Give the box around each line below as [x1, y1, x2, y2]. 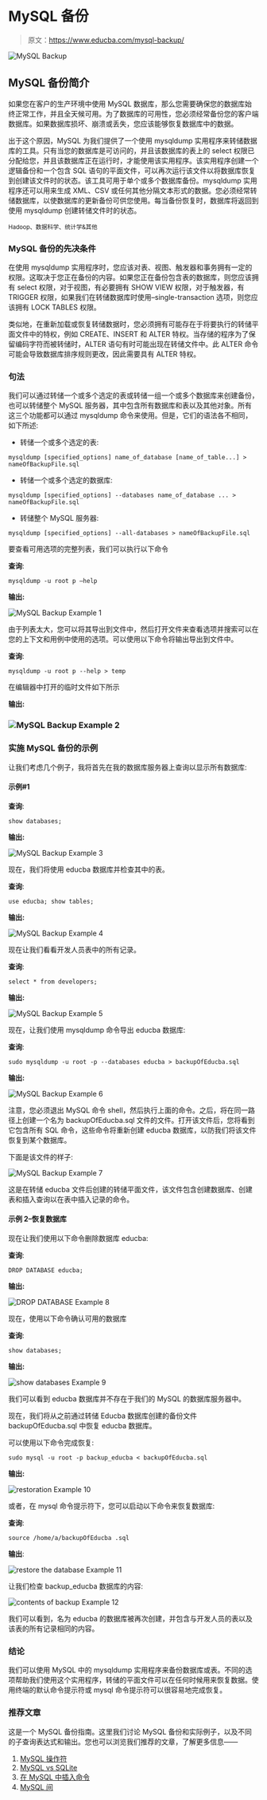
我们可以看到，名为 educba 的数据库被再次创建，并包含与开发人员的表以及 [8, 1613, 253, 1623]
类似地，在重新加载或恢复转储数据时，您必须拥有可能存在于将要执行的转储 [8, 320, 252, 329]
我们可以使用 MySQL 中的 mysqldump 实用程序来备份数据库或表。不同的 [8, 1665, 246, 1675]
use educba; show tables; [8, 897, 94, 905]
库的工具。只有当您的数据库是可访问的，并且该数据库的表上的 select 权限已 [8, 145, 255, 156]
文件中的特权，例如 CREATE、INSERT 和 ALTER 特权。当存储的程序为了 [14, 329, 249, 339]
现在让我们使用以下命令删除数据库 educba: [8, 1233, 149, 1243]
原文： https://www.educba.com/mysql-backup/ [27, 35, 184, 45]
